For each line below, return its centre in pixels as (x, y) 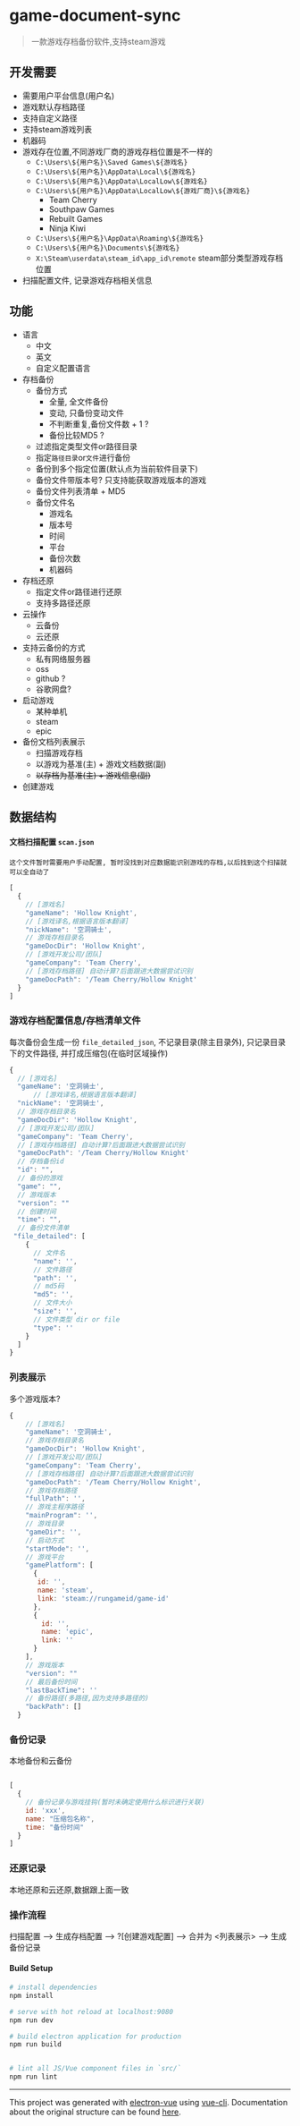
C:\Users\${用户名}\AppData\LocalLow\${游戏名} (121, 181)
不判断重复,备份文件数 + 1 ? (99, 424)
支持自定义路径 (50, 118)
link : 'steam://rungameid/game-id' (103, 1598)
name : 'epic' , (67, 1632)
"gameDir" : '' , (54, 1532)
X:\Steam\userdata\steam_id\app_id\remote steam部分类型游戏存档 (159, 258)
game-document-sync (95, 16)
